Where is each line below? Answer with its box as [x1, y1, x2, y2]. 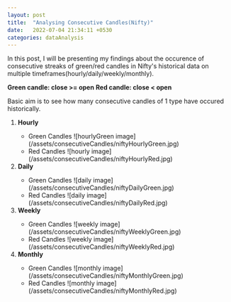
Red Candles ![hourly [28, 147, 90, 156]
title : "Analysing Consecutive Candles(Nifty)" [7, 18, 154, 26]
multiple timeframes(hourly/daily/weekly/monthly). [7, 70, 154, 78]
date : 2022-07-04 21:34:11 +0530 [7, 26, 113, 33]
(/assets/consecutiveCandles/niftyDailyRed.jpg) [28, 199, 168, 207]
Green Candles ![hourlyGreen [28, 132, 115, 141]
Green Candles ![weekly [28, 220, 99, 229]
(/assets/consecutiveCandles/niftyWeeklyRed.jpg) [28, 242, 175, 252]
